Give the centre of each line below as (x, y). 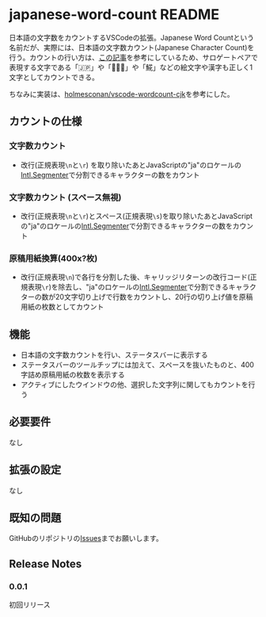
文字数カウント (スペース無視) (65, 197)
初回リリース (30, 605)
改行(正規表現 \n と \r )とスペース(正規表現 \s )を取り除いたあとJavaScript (136, 216)
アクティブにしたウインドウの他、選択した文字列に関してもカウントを (134, 385)
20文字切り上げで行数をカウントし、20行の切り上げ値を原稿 (154, 297)
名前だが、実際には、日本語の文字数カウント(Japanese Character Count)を (132, 47)
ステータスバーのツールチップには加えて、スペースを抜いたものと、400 (137, 365)
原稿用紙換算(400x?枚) (53, 258)
